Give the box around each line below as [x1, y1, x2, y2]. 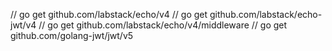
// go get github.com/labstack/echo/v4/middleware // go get [38, 19, 288, 31]
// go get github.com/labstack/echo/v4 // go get [10, 9, 208, 20]
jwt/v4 [10, 19, 37, 31]
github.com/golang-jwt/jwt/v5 [10, 30, 134, 41]
